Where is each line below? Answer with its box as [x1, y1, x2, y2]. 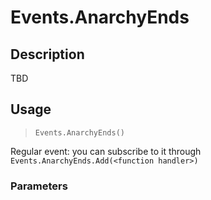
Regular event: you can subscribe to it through [10, 145, 202, 157]
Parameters [10, 179, 68, 193]
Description [10, 46, 85, 63]
